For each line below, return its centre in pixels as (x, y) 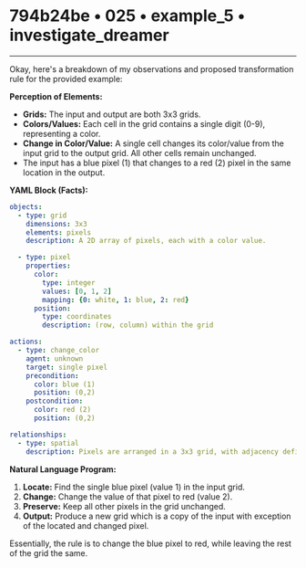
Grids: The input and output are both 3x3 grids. (112, 114)
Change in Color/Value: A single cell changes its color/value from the (153, 143)
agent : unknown (55, 358)
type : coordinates (77, 317)
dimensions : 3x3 (57, 224)
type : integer (69, 283)
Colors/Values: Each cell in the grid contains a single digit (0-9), (144, 123)
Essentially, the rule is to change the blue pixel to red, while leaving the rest (150, 543)
